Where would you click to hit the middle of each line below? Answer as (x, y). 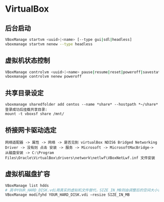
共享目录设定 (24, 93)
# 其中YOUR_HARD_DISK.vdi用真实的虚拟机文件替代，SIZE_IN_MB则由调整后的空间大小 (82, 190)
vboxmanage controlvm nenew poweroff (43, 76)
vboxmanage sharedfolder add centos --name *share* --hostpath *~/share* (82, 105)
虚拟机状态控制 (28, 61)
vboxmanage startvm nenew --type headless (49, 44)
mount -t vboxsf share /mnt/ (35, 114)
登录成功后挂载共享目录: (26, 110)
